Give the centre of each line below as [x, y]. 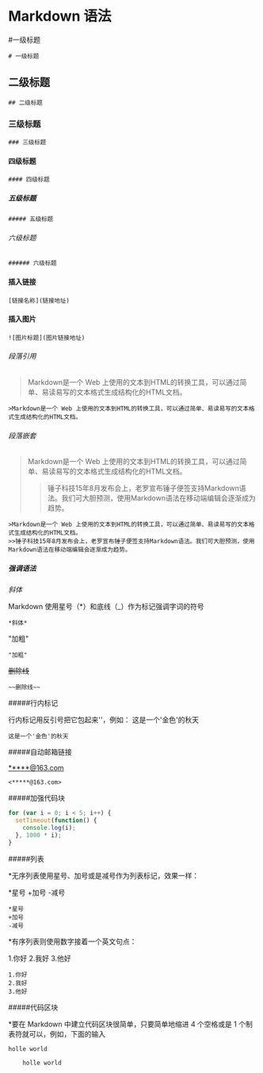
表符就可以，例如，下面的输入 [57, 1033]
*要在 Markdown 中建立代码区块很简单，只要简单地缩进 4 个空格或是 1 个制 [131, 1024]
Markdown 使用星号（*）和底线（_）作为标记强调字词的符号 [106, 607]
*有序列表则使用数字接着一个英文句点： [72, 941]
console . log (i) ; [50, 828]
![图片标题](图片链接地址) [47, 337]
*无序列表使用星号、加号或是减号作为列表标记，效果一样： [104, 875]
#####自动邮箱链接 [40, 752]
